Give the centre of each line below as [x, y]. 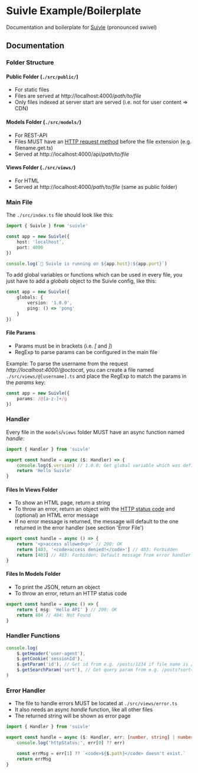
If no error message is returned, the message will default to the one [96, 522]
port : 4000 [30, 247]
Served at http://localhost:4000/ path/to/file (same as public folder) [96, 186]
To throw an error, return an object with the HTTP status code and [95, 509]
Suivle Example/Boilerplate [74, 11]
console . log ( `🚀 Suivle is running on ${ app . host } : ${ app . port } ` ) [87, 264]
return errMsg [34, 759]
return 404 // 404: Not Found [54, 615]
